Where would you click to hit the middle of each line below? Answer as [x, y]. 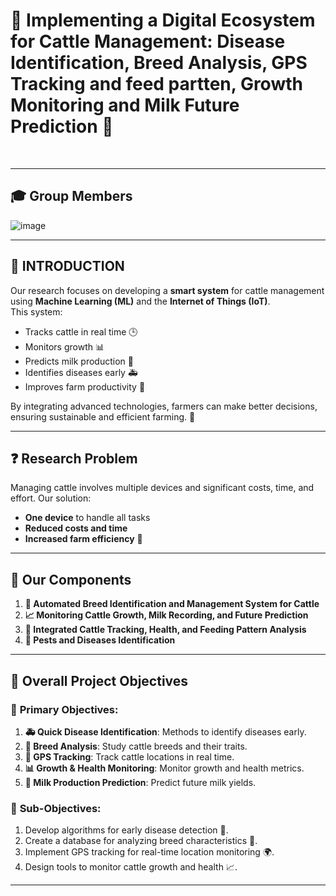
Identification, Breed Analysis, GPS [159, 63]
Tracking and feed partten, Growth [156, 84]
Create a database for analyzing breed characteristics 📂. [141, 841]
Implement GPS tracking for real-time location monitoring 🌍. [149, 852]
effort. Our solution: [51, 498]
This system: [36, 311]
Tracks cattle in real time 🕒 [81, 331]
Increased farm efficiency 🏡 [83, 539]
